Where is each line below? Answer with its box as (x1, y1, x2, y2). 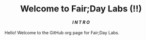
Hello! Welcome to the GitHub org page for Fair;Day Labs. (4, 30, 120, 36)
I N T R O (72, 19, 90, 25)
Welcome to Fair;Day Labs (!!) (20, 3, 142, 14)
